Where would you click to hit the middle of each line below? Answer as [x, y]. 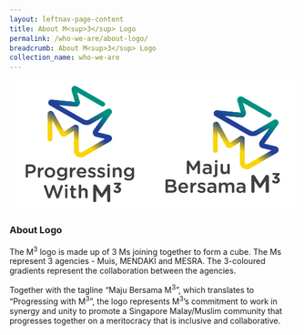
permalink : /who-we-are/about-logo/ [79, 38]
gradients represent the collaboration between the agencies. [123, 271]
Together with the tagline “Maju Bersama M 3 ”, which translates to [132, 289]
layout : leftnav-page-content [67, 19]
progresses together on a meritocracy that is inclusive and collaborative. [145, 320]
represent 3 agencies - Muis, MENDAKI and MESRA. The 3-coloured [137, 261]
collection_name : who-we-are [65, 58]
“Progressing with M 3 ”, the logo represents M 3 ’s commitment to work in [143, 300]
